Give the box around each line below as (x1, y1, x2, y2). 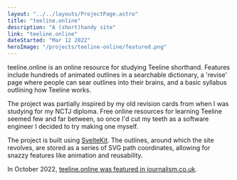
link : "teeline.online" (7, 30, 78, 38)
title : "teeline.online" (7, 17, 81, 24)
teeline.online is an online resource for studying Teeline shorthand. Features (7, 63, 230, 71)
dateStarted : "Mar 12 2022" (7, 37, 91, 44)
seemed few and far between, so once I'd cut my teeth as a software (7, 115, 209, 123)
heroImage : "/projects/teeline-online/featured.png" (7, 43, 167, 51)
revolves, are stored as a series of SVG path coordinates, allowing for (7, 144, 211, 152)
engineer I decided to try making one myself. (7, 122, 139, 130)
